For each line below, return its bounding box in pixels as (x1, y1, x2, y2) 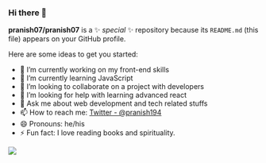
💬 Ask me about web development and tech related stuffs (19, 99, 208, 108)
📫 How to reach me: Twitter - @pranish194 (19, 107, 162, 118)
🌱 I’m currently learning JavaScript (19, 73, 133, 83)
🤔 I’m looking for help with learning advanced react (19, 91, 187, 100)
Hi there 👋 (8, 7, 48, 18)
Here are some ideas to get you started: (8, 49, 139, 59)
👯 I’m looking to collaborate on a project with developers (19, 82, 205, 91)
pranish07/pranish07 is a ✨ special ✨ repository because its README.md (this (8, 25, 259, 35)
